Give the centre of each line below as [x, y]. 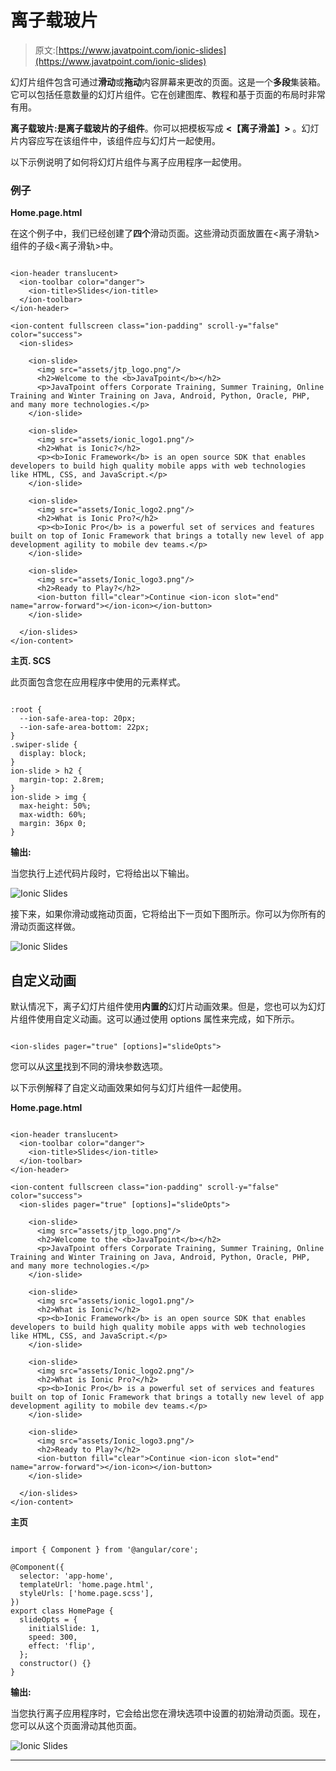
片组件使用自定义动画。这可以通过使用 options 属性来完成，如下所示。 [155, 1019]
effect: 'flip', [62, 1646]
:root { [26, 710]
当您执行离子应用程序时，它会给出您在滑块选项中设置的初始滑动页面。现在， [168, 1713]
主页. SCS [31, 661]
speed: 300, [53, 1637]
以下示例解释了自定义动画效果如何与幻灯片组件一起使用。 [128, 1088]
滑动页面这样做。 [45, 927]
